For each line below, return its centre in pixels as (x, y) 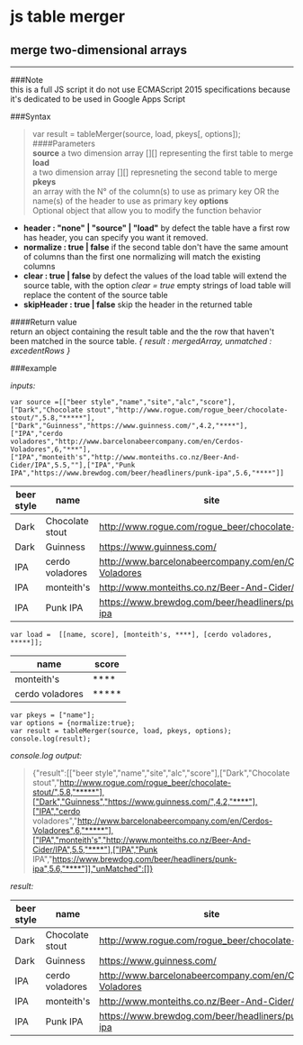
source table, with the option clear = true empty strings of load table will (157, 285)
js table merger (67, 17)
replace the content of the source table (96, 295)
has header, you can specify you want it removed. (116, 237)
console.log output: (46, 755)
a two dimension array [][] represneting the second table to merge (155, 172)
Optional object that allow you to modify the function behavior (147, 210)
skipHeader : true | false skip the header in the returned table (138, 304)
